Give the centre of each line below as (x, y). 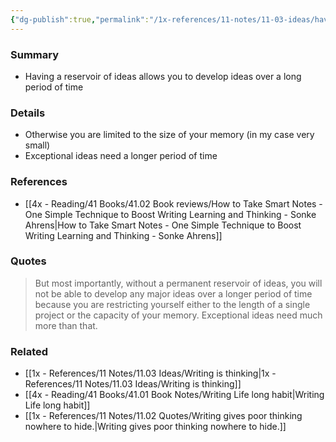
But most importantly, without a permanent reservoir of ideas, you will (178, 283)
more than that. (66, 325)
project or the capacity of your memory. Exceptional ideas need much (178, 315)
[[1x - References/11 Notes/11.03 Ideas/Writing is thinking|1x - (150, 373)
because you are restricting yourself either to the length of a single (172, 304)
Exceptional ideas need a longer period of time (121, 156)
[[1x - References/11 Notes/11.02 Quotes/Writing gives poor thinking (163, 416)
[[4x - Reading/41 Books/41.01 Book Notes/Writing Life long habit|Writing (174, 395)
